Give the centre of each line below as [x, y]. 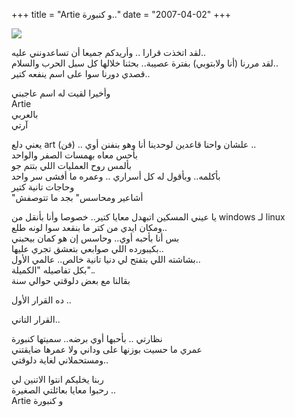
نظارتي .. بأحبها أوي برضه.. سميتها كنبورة [87, 338]
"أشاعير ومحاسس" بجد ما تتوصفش [77, 197]
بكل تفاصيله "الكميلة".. [53, 270]
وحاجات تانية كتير [43, 187]
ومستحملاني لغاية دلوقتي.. [60, 360]
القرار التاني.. [36, 319]
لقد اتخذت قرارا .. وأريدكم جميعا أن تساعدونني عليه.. [109, 52]
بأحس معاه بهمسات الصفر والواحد [74, 155]
